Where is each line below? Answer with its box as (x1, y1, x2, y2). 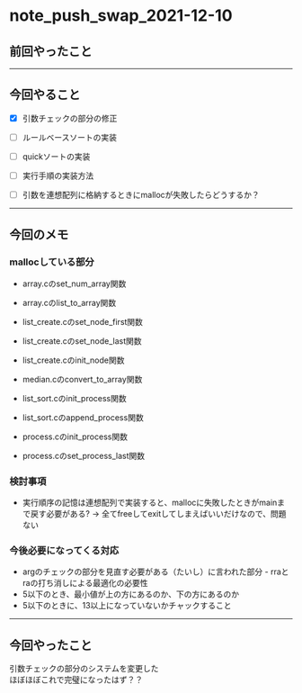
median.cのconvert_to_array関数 (22, 373, 143, 384)
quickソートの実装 (22, 150, 91, 162)
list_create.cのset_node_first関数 (22, 316, 144, 327)
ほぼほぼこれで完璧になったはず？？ (9, 674, 144, 685)
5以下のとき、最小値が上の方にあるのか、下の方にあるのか (22, 589, 240, 599)
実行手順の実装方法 (22, 170, 94, 181)
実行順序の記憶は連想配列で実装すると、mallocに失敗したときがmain (22, 497, 278, 508)
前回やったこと (9, 43, 93, 58)
